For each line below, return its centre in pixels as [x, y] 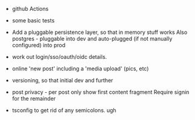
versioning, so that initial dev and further [62, 80]
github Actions [30, 9]
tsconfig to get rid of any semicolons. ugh [64, 110]
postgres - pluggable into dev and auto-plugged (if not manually [92, 38]
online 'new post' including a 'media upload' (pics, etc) [81, 68]
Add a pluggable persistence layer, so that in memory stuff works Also [100, 32]
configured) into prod [38, 45]
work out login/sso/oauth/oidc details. [59, 57]
